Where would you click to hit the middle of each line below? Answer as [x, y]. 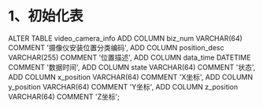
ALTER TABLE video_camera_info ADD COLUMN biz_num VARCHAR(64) [125, 38]
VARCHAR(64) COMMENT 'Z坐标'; [64, 96]
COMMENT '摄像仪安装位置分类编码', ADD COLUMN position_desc [116, 47]
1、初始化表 [46, 16]
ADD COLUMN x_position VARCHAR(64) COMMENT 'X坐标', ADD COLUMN [131, 77]
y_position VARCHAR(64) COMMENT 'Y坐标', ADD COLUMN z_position [123, 86]
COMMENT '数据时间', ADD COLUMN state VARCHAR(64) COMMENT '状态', [132, 67]
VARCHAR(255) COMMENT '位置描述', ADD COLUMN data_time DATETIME [130, 57]
